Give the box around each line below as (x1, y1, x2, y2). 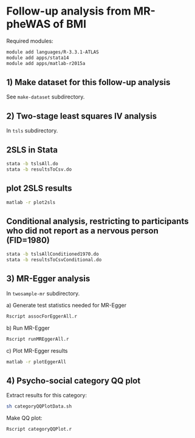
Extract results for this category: (6, 392, 87, 399)
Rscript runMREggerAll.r (6, 336, 69, 342)
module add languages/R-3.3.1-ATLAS (6, 49, 99, 55)
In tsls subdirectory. (6, 127, 58, 134)
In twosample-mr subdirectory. (6, 290, 80, 297)
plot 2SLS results (6, 183, 72, 194)
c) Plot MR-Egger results (6, 347, 68, 354)
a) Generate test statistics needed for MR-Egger (6, 301, 127, 309)
